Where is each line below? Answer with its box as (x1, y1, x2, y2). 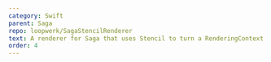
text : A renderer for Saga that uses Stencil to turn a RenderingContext (8, 34, 264, 43)
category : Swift (8, 11, 63, 20)
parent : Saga (8, 19, 53, 27)
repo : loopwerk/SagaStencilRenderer (8, 27, 133, 35)
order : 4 (8, 42, 38, 50)
